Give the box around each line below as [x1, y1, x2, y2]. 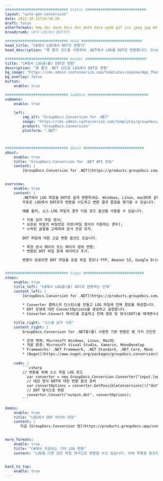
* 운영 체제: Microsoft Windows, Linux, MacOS [22, 338, 114, 343]
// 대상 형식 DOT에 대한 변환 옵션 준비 [26, 379, 96, 384]
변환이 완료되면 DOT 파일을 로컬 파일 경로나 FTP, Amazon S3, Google [22, 258, 149, 263]
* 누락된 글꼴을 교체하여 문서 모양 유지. [22, 226, 93, 231]
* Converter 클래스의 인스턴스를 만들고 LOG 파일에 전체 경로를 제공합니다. [22, 302, 156, 307]
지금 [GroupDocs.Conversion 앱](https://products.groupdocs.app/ [20, 424, 152, 429]
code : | [14, 361, 29, 366]
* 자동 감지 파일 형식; [22, 218, 62, 222]
